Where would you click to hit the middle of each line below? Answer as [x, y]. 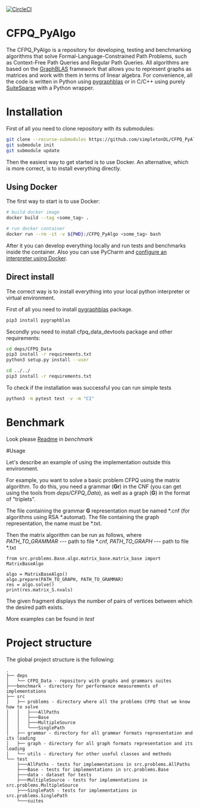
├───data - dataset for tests [54, 775]
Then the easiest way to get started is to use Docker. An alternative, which [97, 162]
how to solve [22, 707]
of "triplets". [21, 499]
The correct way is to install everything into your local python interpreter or [98, 291]
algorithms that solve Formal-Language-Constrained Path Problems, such [97, 56]
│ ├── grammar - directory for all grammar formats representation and [100, 733]
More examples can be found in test [50, 619]
